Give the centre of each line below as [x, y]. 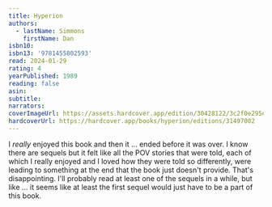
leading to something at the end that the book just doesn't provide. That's [131, 170]
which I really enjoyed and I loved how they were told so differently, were [130, 161]
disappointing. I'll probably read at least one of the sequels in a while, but [130, 178]
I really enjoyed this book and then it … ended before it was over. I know [128, 144]
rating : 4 [25, 69]
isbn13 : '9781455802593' [50, 53]
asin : [17, 91]
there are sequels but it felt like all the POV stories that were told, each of [130, 152]
